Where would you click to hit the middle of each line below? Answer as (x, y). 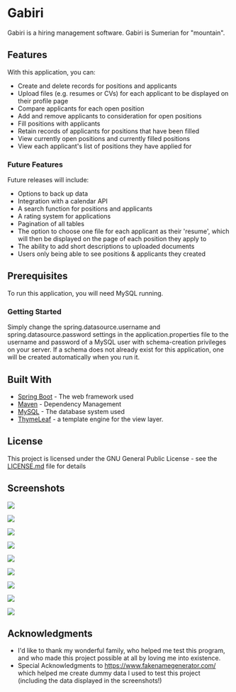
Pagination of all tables (51, 224)
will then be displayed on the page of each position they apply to (112, 239)
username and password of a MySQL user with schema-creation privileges (117, 342)
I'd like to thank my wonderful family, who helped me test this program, (121, 651)
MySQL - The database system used (71, 411)
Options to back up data (53, 194)
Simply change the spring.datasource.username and (84, 327)
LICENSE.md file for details (47, 466)
